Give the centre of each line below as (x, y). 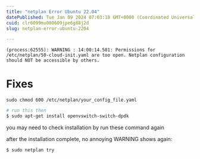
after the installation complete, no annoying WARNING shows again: (89, 139)
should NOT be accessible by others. (53, 60)
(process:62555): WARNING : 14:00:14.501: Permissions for (81, 50)
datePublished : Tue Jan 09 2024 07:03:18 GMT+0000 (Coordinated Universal (101, 17)
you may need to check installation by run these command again (85, 127)
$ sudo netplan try (30, 150)
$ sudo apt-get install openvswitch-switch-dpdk (68, 116)
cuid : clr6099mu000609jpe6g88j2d (48, 23)
